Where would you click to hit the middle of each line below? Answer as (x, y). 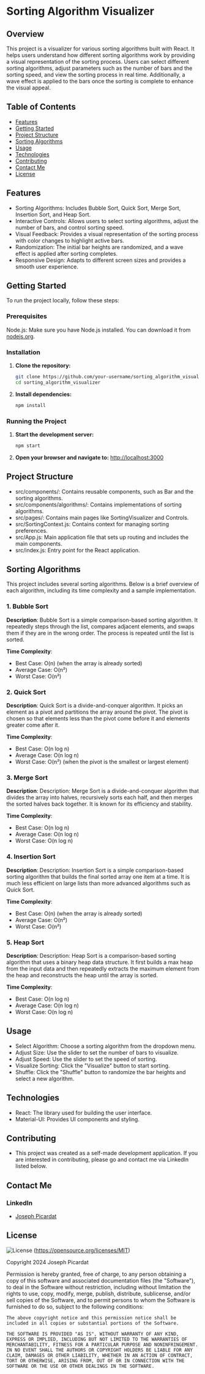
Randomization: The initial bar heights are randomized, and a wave (99, 247)
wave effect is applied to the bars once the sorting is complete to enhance (100, 81)
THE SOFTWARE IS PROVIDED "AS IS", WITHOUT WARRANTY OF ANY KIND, (93, 1334)
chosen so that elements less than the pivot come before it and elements (98, 719)
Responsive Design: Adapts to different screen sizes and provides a (100, 260)
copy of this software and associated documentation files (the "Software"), (101, 1280)
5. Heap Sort (25, 942)
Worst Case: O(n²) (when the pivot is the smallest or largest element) (102, 762)
